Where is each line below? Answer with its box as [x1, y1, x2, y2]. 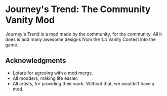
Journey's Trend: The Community [5, 4, 151, 15]
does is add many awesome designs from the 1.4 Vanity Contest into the [5, 36, 156, 42]
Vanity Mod [5, 14, 55, 26]
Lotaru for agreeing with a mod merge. [12, 70, 94, 76]
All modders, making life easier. [12, 75, 78, 81]
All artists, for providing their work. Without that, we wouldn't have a [12, 80, 155, 86]
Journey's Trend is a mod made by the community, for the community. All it [5, 31, 162, 37]
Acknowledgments [5, 57, 67, 65]
